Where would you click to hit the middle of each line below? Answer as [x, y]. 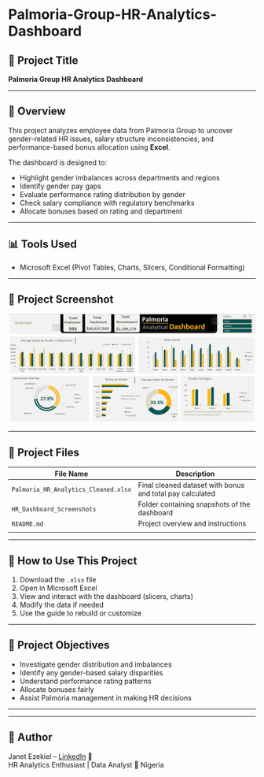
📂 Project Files [44, 452]
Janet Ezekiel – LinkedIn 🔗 [50, 756]
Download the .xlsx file [58, 580]
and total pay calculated [177, 493]
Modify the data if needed [62, 605]
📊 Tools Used [42, 245]
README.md [27, 524]
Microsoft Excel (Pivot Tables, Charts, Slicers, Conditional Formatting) [132, 267]
